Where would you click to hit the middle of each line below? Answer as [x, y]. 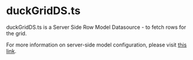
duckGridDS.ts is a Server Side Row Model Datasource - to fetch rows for [96, 27]
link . [11, 51]
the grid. [16, 33]
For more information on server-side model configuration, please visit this [96, 45]
